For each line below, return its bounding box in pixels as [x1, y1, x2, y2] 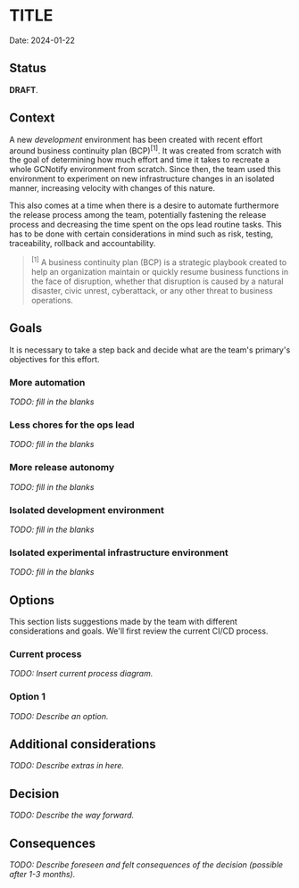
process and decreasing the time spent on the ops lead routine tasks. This [9, 220, 283, 230]
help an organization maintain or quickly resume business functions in [30, 266, 288, 277]
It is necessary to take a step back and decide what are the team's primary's [9, 344, 291, 355]
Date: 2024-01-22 [9, 35, 76, 46]
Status [9, 61, 47, 76]
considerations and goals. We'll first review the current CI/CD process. [9, 626, 269, 636]
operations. [30, 295, 74, 305]
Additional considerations [9, 736, 156, 751]
